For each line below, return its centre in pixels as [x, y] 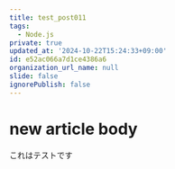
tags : [19, 26]
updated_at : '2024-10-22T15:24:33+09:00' [88, 51]
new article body [74, 129]
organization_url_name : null [64, 68]
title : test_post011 [48, 18]
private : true [36, 43]
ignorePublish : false [50, 84]
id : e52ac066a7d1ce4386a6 [58, 59]
